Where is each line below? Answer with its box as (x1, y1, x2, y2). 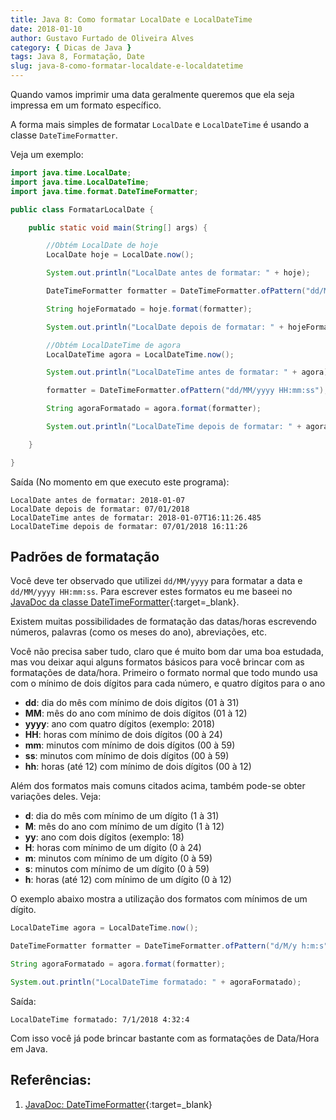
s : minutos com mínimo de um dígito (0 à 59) (24, 863, 210, 875)
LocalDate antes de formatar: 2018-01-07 (10, 495, 186, 505)
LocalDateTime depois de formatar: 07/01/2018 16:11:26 (10, 521, 248, 531)
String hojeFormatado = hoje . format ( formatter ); (46, 304, 253, 314)
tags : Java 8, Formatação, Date (10, 52, 145, 62)
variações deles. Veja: (10, 791, 102, 803)
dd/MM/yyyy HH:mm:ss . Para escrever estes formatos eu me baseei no (10, 586, 293, 598)
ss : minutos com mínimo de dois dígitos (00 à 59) (24, 750, 230, 762)
